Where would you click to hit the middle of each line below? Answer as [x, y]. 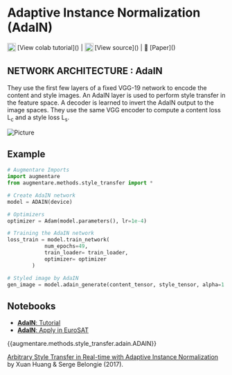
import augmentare [34, 177]
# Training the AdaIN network [51, 234]
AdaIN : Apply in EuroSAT [53, 330]
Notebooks [32, 306]
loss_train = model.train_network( [59, 240]
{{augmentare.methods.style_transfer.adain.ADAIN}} [82, 344]
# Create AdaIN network [42, 195]
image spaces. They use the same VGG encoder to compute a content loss [114, 110]
